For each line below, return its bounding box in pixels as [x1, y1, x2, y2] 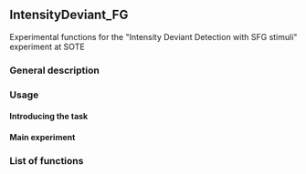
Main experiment [9, 131, 76, 142]
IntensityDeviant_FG [9, 7, 129, 23]
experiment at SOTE [9, 41, 85, 52]
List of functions [9, 154, 84, 167]
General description [9, 64, 100, 77]
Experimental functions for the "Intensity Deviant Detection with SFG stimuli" [9, 31, 298, 42]
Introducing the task [9, 111, 89, 122]
